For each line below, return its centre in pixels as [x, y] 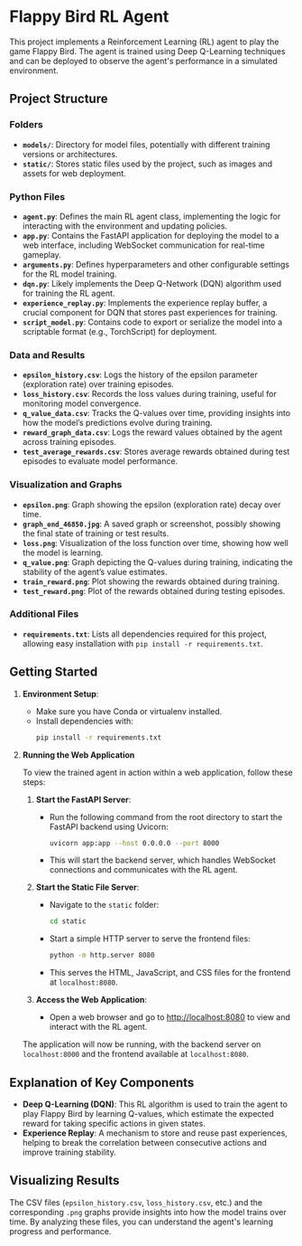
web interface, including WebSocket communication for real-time [143, 245]
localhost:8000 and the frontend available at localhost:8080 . [136, 1054]
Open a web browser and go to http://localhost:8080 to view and [169, 1017]
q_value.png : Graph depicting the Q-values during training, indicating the [157, 562]
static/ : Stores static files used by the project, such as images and [147, 164]
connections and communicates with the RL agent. [143, 870]
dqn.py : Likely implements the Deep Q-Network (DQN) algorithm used [152, 283]
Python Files [37, 196]
